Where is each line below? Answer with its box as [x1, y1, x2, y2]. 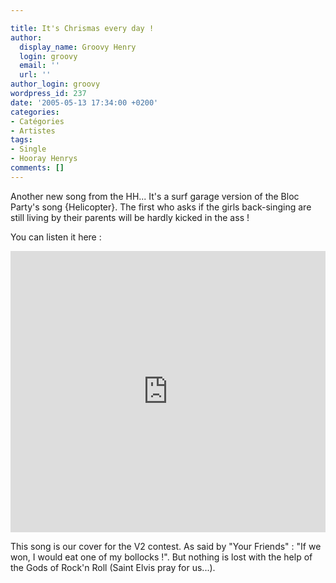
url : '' [19, 70, 52, 80]
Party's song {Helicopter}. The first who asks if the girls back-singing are [10, 201, 312, 213]
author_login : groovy [10, 79, 101, 90]
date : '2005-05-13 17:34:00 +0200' [10, 97, 159, 108]
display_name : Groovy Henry [19, 42, 137, 52]
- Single [10, 144, 47, 155]
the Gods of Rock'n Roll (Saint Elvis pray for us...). [10, 561, 216, 573]
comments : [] [10, 163, 65, 173]
